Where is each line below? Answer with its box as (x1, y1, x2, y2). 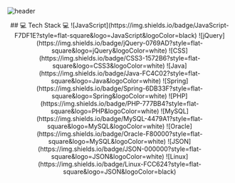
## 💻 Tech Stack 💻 (10, 21, 70, 29)
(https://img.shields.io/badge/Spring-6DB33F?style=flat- (36, 84, 203, 93)
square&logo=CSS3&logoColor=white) (52, 61, 165, 70)
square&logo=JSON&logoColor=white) (51, 152, 165, 160)
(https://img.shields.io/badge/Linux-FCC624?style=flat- (38, 160, 202, 168)
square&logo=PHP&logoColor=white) (51, 107, 160, 115)
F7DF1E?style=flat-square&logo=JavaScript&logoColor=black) (14, 31, 197, 39)
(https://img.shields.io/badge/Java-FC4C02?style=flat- (38, 69, 201, 78)
